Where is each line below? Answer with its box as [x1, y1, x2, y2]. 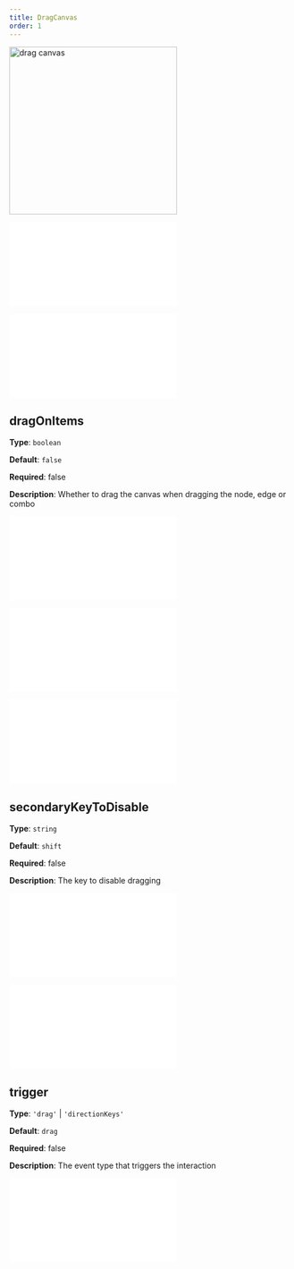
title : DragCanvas [9, 13, 78, 22]
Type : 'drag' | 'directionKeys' [9, 1108, 124, 1119]
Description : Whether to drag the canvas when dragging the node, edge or [9, 489, 287, 500]
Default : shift [9, 841, 63, 851]
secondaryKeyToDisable [9, 799, 149, 815]
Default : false [9, 454, 63, 465]
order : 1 [9, 21, 42, 30]
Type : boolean [9, 437, 62, 448]
